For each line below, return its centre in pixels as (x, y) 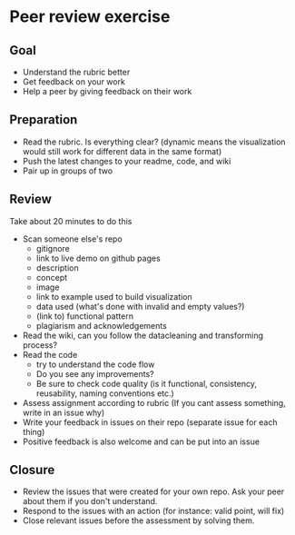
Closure (32, 470)
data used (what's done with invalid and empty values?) (140, 306)
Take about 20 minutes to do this (71, 221)
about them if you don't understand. (90, 501)
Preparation (44, 120)
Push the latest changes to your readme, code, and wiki (127, 161)
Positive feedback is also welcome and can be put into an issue (141, 441)
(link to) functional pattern (85, 316)
